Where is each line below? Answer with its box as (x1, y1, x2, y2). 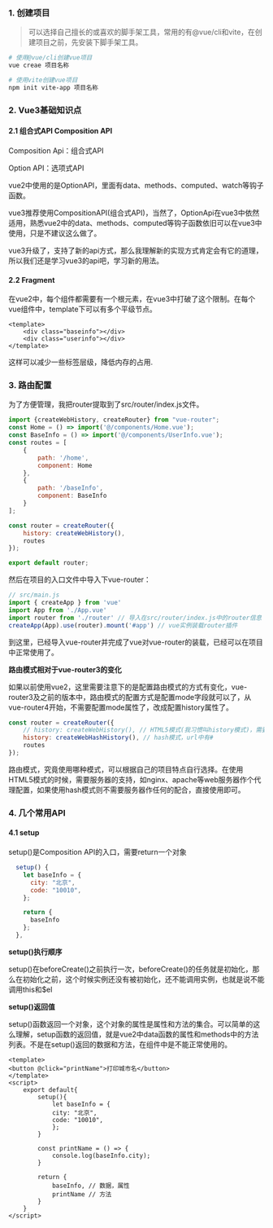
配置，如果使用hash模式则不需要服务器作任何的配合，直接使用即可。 (15, 785, 245, 794)
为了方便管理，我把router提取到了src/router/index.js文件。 (8, 399, 204, 409)
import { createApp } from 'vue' (8, 599, 122, 607)
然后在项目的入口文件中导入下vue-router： (8, 574, 152, 584)
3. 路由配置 (8, 380, 52, 391)
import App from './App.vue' (8, 605, 107, 614)
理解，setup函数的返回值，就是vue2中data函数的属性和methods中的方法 (15, 1029, 259, 1039)
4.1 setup (8, 828, 40, 838)
